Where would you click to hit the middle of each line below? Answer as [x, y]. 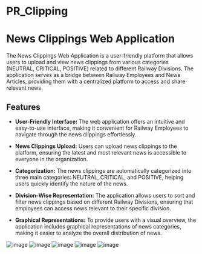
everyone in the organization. [51, 159]
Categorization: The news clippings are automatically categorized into [103, 170]
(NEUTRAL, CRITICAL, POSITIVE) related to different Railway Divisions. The [100, 69]
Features [23, 107]
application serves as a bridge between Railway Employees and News [93, 75]
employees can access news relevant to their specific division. [93, 208]
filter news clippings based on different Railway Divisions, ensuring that [104, 202]
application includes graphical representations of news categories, [98, 226]
